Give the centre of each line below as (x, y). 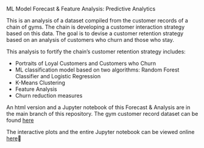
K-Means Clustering (40, 82)
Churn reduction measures (49, 96)
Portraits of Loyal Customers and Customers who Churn (86, 63)
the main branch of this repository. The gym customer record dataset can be (102, 114)
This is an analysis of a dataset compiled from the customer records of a (97, 20)
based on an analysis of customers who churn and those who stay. (90, 40)
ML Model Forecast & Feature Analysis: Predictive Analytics (81, 9)
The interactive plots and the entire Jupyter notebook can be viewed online (100, 132)
